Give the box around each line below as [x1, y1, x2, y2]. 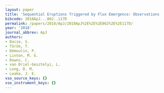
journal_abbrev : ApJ [5, 30, 48, 35]
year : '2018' [5, 26, 32, 31]
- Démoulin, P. [5, 48, 36, 53]
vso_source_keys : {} [5, 76, 48, 81]
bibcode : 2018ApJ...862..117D [5, 16, 67, 21]
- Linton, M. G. [5, 53, 38, 58]
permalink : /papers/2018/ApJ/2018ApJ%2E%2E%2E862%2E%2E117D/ [5, 21, 133, 26]
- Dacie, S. [5, 39, 30, 44]
